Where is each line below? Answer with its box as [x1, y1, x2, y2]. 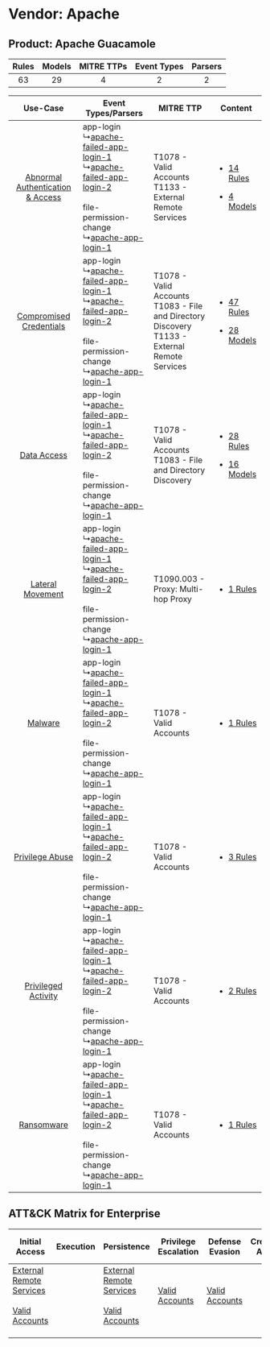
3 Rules [228, 852, 257, 862]
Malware [27, 718, 60, 728]
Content [220, 102, 252, 114]
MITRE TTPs [79, 61, 128, 72]
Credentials [22, 321, 66, 331]
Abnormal [25, 172, 63, 182]
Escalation [157, 1245, 199, 1257]
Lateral [31, 578, 57, 589]
